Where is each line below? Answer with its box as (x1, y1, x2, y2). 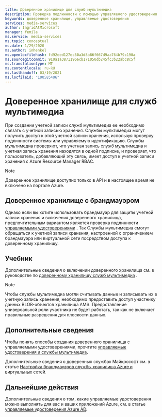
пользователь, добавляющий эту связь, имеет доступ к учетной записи (5, 153, 154, 159)
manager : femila (5, 30, 38, 35)
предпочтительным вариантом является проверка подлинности (5, 220, 139, 226)
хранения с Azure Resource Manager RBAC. (5, 158, 95, 164)
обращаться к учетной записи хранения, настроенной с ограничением (5, 230, 153, 236)
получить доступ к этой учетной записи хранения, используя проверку (5, 132, 154, 139)
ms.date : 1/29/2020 (5, 43, 45, 48)
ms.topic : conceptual (5, 39, 49, 44)
